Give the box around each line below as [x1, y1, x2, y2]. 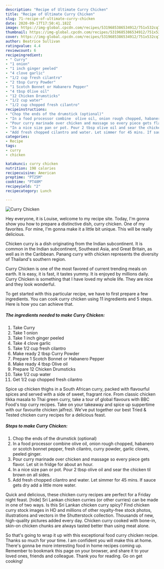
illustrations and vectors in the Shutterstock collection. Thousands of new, [5, 512, 154, 518]
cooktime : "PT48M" [5, 179, 43, 185]
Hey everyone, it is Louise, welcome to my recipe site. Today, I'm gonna [5, 215, 149, 221]
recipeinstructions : [5, 107, 48, 112]
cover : [5, 35, 19, 40]
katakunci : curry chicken [5, 161, 58, 166]
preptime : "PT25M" [5, 175, 43, 180]
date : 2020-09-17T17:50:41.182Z [5, 21, 71, 26]
